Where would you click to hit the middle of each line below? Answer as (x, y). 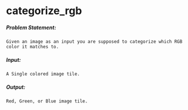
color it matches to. (33, 47)
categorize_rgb (44, 11)
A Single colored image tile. (43, 74)
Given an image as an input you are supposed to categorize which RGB (94, 42)
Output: (16, 87)
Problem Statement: (31, 27)
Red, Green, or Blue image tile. (47, 101)
